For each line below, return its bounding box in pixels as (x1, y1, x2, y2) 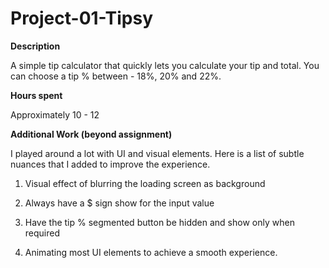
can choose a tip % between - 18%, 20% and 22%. (10, 70, 222, 82)
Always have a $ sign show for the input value (24, 197, 215, 209)
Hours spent (10, 89, 63, 101)
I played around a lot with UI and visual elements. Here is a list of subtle (10, 147, 305, 159)
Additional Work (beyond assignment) (10, 128, 173, 140)
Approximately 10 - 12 (10, 108, 100, 121)
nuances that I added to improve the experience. (10, 158, 211, 170)
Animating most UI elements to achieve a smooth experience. (24, 246, 278, 258)
